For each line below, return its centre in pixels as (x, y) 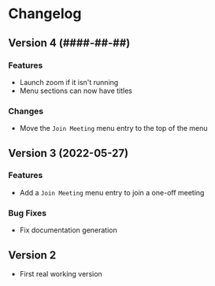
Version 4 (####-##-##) (69, 43)
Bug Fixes (28, 213)
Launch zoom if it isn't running (69, 82)
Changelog (45, 14)
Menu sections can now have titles (76, 91)
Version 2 (32, 255)
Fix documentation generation (69, 230)
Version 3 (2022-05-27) (68, 153)
